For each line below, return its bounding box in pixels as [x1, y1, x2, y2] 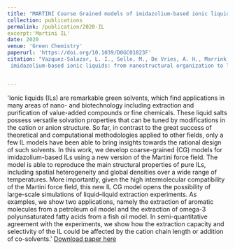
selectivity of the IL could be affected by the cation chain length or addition [7, 227, 224, 235]
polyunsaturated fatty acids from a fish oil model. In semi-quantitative [7, 212, 208, 221]
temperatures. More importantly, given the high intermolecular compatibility [7, 175, 225, 184]
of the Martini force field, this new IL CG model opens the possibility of [7, 182, 211, 191]
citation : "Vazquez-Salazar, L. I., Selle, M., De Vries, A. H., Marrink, [7, 56, 230, 63]
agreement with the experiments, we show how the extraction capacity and [7, 219, 225, 228]
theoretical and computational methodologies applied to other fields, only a [7, 131, 224, 139]
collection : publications [7, 17, 83, 24]
